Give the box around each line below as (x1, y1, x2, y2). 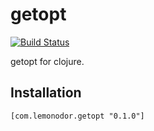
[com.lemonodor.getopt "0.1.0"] (10, 111, 145, 121)
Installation (10, 84, 82, 102)
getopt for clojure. (10, 55, 85, 67)
